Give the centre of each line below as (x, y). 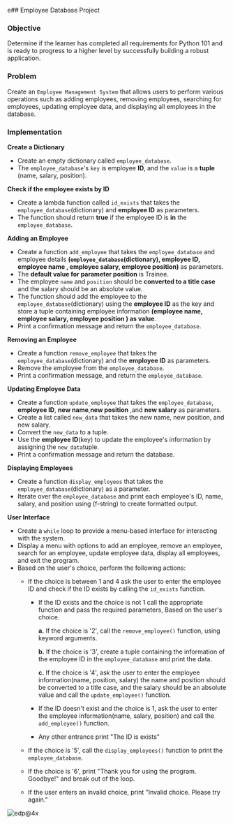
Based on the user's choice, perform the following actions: (102, 568)
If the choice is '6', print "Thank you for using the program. (112, 771)
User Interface (29, 517)
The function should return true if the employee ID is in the (102, 217)
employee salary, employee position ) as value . (87, 318)
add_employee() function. (74, 723)
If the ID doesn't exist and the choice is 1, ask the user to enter (128, 708)
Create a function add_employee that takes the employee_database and (116, 251)
